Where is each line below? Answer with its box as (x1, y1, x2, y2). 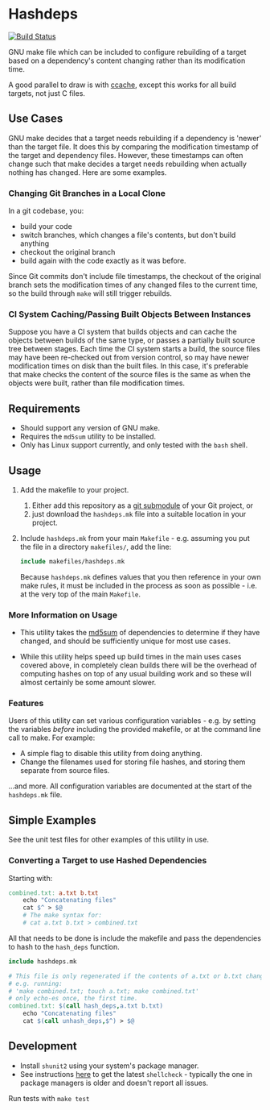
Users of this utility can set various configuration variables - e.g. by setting (8, 716, 256, 725)
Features (8, 698, 44, 709)
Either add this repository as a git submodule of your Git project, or (31, 501, 254, 510)
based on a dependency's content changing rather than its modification (8, 56, 246, 65)
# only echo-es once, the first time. (8, 995, 138, 1003)
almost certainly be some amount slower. (19, 678, 157, 688)
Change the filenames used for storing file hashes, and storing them (19, 757, 246, 767)
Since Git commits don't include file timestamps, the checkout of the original (8, 272, 261, 281)
